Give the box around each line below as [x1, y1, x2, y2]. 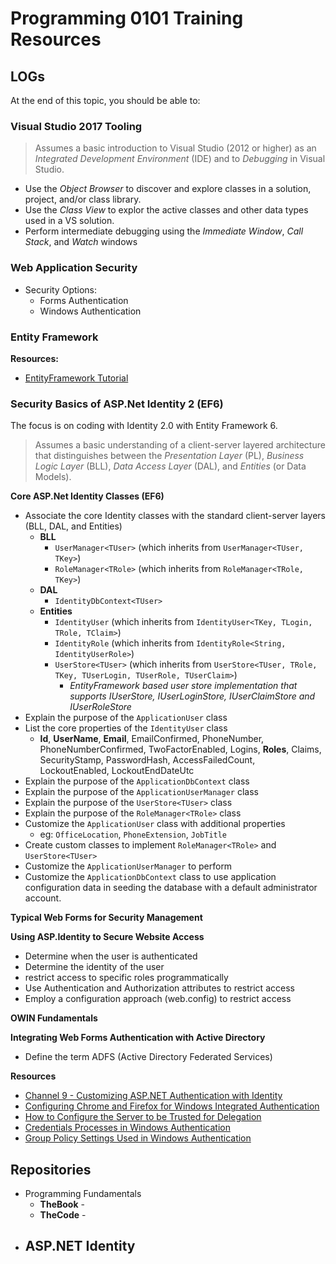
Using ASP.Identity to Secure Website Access [10, 931, 205, 943]
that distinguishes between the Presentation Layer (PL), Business [34, 450, 305, 462]
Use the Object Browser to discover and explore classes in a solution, [24, 183, 312, 195]
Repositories [10, 1161, 92, 1178]
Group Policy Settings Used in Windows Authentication [24, 1132, 252, 1144]
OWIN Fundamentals [10, 1012, 98, 1024]
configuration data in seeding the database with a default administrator [24, 882, 318, 894]
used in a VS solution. [24, 215, 115, 227]
